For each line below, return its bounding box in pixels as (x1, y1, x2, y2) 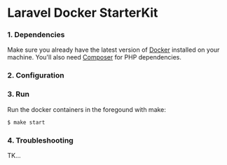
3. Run (7, 89, 30, 99)
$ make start (7, 119, 46, 126)
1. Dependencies (7, 30, 65, 40)
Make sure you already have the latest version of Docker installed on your (7, 45, 220, 54)
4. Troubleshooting (7, 135, 74, 145)
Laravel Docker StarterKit (7, 5, 158, 21)
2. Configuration (7, 71, 64, 80)
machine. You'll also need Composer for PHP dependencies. (7, 53, 182, 62)
